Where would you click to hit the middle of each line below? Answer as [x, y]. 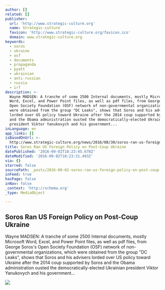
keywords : [15, 42]
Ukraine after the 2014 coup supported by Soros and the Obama [70, 263]
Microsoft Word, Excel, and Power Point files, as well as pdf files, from [76, 242]
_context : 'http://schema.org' [37, 188]
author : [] [16, 10]
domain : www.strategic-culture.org [46, 37]
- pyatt [17, 69]
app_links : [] [20, 133]
